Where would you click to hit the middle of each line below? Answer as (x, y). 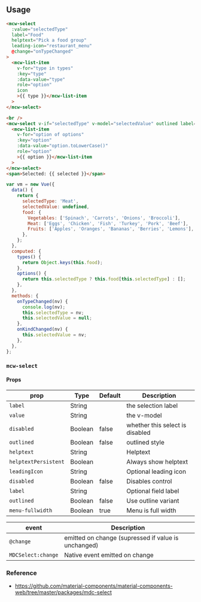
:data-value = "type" (41, 79)
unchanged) (81, 545)
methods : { (25, 296)
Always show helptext (157, 462)
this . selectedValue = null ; (57, 318)
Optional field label (153, 491)
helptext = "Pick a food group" (49, 40)
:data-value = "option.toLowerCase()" (63, 146)
